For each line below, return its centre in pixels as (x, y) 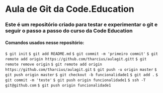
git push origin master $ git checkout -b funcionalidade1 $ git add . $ (81, 75)
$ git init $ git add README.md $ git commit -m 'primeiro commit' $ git (81, 54)
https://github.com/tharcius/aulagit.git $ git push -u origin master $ (81, 70)
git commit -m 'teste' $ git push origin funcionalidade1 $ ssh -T (75, 80)
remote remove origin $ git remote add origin (54, 65)
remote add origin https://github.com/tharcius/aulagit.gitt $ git (76, 59)
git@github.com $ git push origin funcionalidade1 (58, 86)
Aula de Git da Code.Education (70, 9)
